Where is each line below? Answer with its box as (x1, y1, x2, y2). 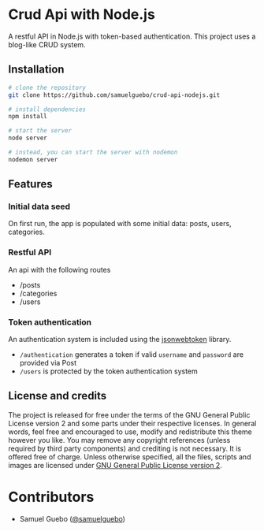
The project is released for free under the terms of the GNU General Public (8, 410, 251, 419)
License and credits (8, 389, 107, 403)
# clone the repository (8, 84, 87, 91)
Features (8, 177, 53, 191)
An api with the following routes (8, 265, 111, 274)
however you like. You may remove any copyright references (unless (8, 435, 231, 444)
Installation (8, 63, 65, 76)
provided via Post (19, 358, 77, 368)
